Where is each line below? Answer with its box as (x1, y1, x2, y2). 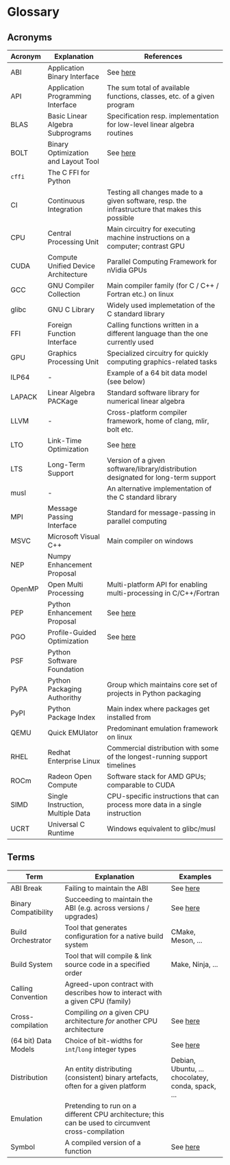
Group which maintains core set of (107, 680, 218, 689)
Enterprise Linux (47, 757, 101, 765)
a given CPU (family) (64, 996, 131, 1006)
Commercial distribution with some (107, 744, 219, 752)
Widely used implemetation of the (107, 301, 216, 310)
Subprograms (47, 128, 92, 138)
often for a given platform (64, 1081, 146, 1090)
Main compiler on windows (107, 536, 194, 545)
